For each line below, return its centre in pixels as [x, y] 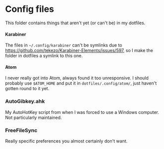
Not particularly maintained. [33, 117]
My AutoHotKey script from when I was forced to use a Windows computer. [82, 112]
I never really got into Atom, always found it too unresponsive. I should [77, 78]
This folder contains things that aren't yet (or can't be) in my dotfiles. [75, 23]
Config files [30, 9]
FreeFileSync [21, 130]
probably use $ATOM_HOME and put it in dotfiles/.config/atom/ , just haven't [81, 83]
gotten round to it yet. [27, 89]
